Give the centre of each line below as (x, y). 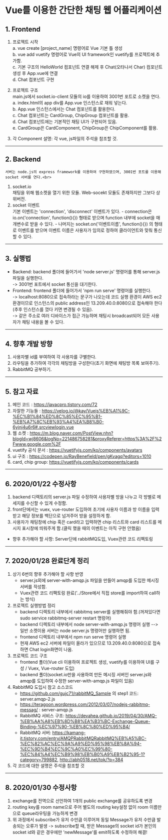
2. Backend (23, 160)
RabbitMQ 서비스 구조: (42, 715)
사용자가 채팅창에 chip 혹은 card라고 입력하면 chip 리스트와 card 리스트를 (84, 522)
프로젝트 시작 (25, 42)
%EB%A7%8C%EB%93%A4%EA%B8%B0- (58, 422)
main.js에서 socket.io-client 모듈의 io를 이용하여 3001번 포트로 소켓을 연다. (86, 96)
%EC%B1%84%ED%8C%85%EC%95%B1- (57, 416)
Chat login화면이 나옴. (51, 649)
